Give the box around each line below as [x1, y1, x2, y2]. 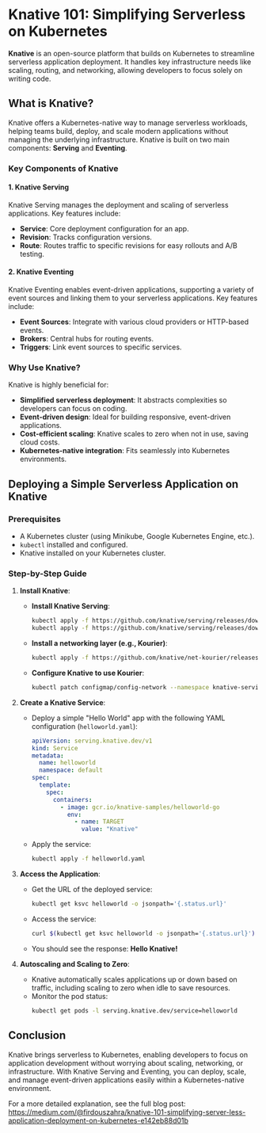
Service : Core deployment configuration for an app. [19, 223, 189, 233]
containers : [52, 795, 93, 803]
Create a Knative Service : [19, 697, 106, 707]
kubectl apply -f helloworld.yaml [31, 855, 146, 863]
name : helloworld [38, 759, 97, 767]
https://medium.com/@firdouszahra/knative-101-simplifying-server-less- [8, 1107, 246, 1116]
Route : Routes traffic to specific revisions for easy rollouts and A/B [19, 240, 237, 250]
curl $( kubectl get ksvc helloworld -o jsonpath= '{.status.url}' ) [31, 929, 256, 937]
